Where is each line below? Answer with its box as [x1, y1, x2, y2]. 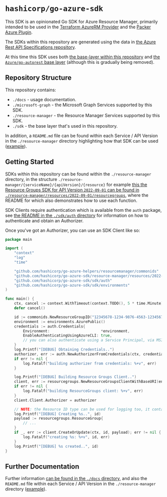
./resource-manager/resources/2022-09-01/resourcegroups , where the [5, 192, 149, 198]
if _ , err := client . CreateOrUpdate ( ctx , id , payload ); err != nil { [14, 430, 162, 435]
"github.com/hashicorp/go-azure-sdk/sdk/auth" [14, 278, 112, 283]
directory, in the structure [5, 176, 57, 182]
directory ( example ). [5, 486, 47, 492]
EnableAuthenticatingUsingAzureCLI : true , [23, 333, 112, 338]
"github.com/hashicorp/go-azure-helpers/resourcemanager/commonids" [14, 269, 159, 274]
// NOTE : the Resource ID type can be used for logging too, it [14, 407, 150, 412]
